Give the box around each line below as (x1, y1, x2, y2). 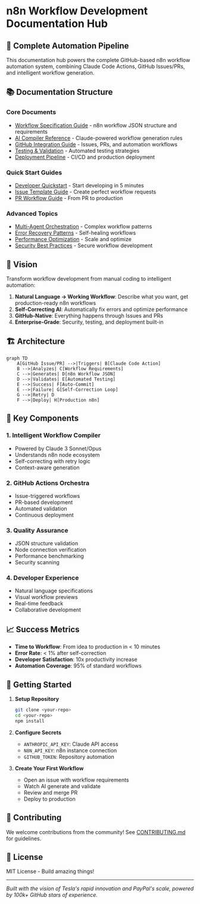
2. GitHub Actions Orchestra (6, 479, 90, 487)
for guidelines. (6, 835, 42, 842)
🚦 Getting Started (6, 679, 72, 690)
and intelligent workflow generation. (6, 69, 95, 76)
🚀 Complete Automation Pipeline (6, 41, 129, 51)
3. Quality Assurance (6, 526, 68, 534)
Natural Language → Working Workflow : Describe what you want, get (14, 293, 189, 300)
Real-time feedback (14, 600, 64, 607)
